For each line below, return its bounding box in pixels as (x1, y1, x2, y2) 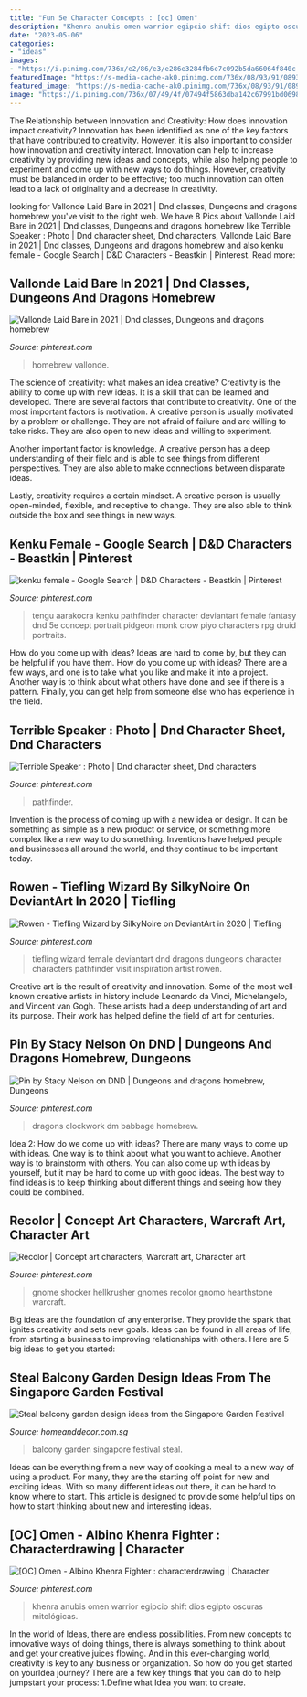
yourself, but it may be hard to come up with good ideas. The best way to (9, 1167, 285, 1178)
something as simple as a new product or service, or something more (9, 824, 271, 835)
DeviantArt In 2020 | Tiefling (9, 893, 176, 910)
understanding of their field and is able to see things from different (9, 454, 260, 464)
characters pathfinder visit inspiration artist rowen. (31, 963, 222, 974)
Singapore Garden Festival (9, 1384, 164, 1400)
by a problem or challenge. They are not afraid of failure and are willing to (9, 416, 287, 427)
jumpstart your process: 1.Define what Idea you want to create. (9, 1677, 247, 1688)
